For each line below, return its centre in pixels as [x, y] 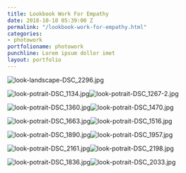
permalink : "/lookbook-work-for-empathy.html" [77, 27]
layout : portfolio [34, 60]
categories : [25, 34]
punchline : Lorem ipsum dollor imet [61, 54]
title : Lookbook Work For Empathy [58, 14]
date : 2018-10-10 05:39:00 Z [50, 20]
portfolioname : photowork [45, 47]
